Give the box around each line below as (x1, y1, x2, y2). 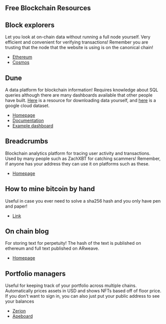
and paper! (5, 203, 28, 209)
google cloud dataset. (5, 103, 50, 108)
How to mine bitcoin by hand (5, 185, 95, 193)
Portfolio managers (5, 270, 66, 278)
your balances (5, 298, 35, 304)
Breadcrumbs (5, 137, 49, 146)
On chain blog (5, 227, 49, 236)
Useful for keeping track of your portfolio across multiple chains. (5, 282, 137, 289)
